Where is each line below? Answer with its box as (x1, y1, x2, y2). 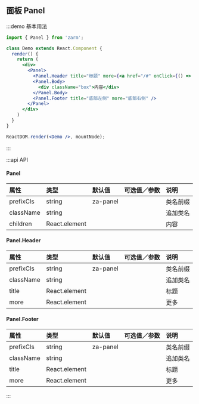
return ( (17, 56, 39, 63)
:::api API (6, 156, 29, 163)
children (9, 220, 32, 228)
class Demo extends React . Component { (6, 45, 102, 51)
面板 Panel (6, 5, 45, 16)
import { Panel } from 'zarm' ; (6, 35, 84, 41)
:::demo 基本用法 (6, 23, 48, 30)
